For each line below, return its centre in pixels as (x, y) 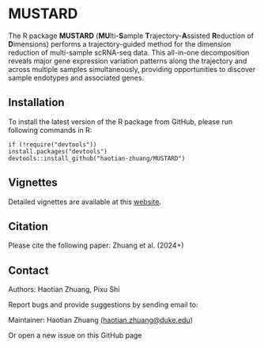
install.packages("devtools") (58, 151)
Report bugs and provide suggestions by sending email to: (103, 304)
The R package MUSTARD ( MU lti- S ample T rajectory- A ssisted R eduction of (131, 36)
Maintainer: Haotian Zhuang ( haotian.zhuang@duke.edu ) (101, 320)
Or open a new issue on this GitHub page (75, 335)
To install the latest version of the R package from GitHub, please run (121, 121)
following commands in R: (50, 130)
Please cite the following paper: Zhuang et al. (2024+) (96, 245)
